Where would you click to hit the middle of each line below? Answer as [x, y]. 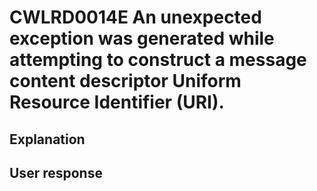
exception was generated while [142, 38]
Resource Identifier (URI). [117, 102]
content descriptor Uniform [125, 81]
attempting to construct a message [158, 60]
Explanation [47, 139]
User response [56, 172]
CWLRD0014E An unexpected [135, 17]
